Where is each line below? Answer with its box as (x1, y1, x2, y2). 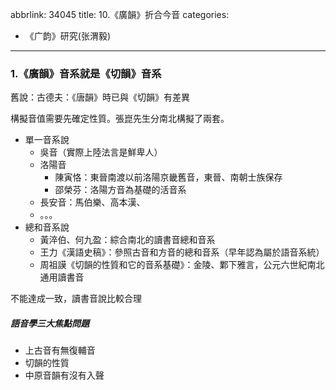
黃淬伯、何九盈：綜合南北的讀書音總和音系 (39, 234, 216, 246)
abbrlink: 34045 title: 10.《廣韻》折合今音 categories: (10, 9, 230, 20)
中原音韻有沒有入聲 (24, 369, 105, 382)
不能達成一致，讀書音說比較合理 (10, 293, 142, 305)
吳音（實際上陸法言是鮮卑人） (39, 146, 163, 158)
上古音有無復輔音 (24, 344, 96, 357)
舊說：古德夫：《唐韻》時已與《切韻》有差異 (10, 91, 190, 103)
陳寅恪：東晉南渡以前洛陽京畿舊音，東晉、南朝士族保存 (54, 171, 283, 183)
